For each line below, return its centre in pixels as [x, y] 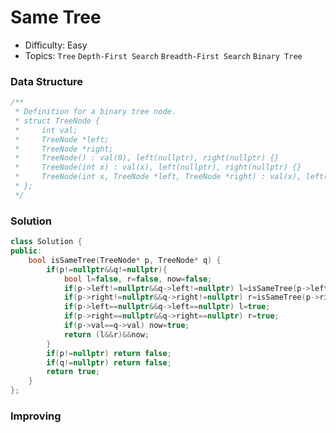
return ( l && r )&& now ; [106, 334]
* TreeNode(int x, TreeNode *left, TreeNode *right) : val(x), [158, 177]
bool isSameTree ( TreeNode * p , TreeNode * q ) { [125, 260]
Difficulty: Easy [56, 45]
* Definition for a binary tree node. [95, 112]
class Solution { [46, 242]
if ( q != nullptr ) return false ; [109, 362]
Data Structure [47, 81]
